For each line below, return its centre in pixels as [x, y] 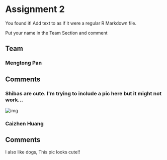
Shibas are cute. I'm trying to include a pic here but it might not [83, 93]
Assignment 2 [35, 9]
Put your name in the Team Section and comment [56, 33]
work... [14, 100]
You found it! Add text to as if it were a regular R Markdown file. [71, 23]
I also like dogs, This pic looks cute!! [43, 152]
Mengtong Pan [23, 63]
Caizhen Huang [24, 123]
